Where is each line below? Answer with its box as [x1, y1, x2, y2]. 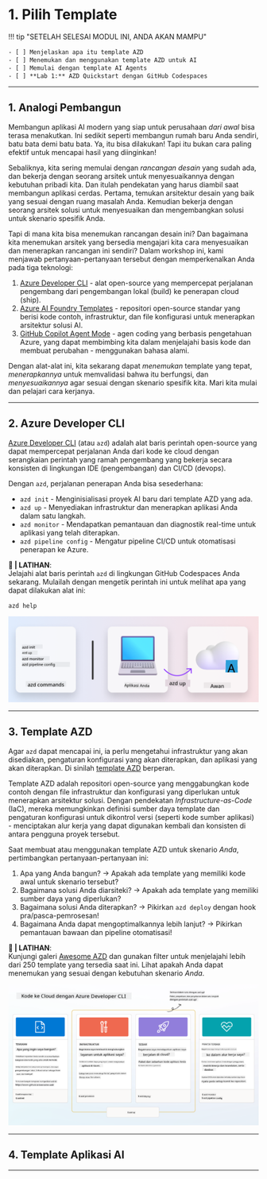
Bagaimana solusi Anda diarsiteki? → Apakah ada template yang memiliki [19, 885, 259, 895]
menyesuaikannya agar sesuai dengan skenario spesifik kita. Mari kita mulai [8, 377, 257, 387]
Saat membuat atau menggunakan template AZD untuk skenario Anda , [8, 845, 239, 854]
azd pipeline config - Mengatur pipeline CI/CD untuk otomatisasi [19, 536, 236, 546]
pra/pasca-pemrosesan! [19, 910, 99, 920]
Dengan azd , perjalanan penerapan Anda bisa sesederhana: [8, 478, 203, 488]
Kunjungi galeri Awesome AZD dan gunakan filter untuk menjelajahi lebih [8, 951, 246, 961]
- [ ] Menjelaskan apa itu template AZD [8, 48, 145, 56]
